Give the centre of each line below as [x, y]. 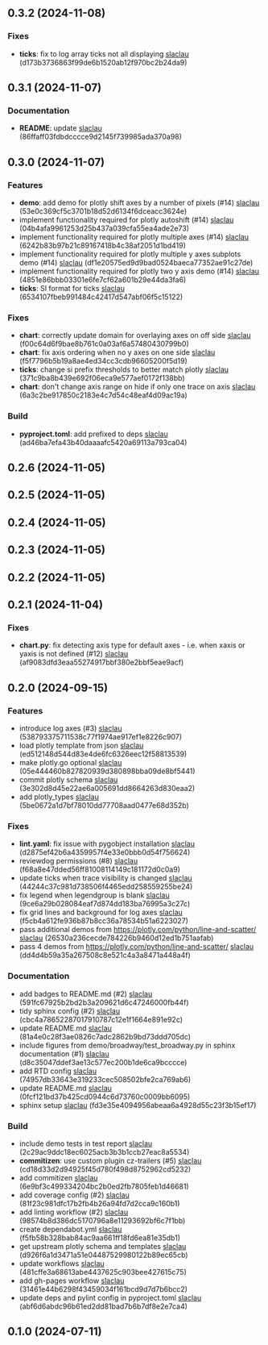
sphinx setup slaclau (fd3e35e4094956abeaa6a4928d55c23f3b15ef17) [138, 1105]
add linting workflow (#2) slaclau [74, 1212]
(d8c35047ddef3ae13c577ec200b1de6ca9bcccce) [103, 1062]
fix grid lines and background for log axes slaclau [101, 912]
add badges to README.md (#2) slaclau [86, 993]
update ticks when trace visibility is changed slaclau [105, 878]
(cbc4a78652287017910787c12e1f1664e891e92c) [101, 1019]
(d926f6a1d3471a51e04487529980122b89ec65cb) [103, 1255]
